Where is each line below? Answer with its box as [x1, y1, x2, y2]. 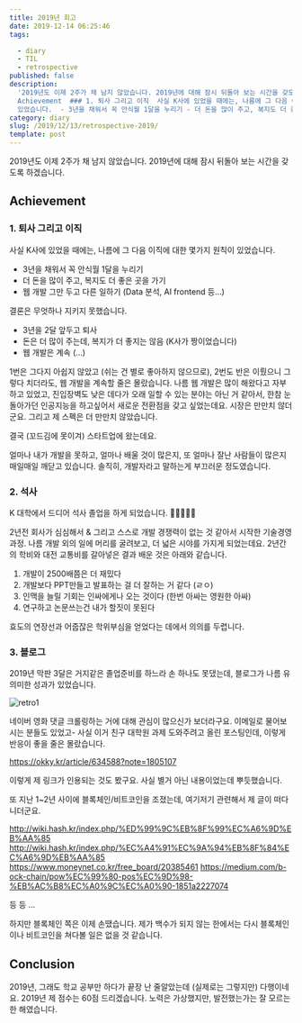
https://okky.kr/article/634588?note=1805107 [9, 756, 177, 767]
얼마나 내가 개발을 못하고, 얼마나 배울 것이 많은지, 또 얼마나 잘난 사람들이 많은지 [9, 449, 288, 460]
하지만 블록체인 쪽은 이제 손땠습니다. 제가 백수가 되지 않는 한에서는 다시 [9, 919, 259, 929]
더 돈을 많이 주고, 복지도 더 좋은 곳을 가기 [22, 275, 166, 285]
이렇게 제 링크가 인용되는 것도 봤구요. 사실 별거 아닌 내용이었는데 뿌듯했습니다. [9, 775, 283, 786]
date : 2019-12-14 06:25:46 [9, 22, 111, 31]
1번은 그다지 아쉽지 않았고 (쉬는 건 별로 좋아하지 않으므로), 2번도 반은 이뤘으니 [9, 366, 281, 376]
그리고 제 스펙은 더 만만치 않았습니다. [28, 411, 158, 421]
